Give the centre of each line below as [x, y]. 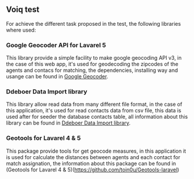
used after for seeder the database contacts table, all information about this [97, 117]
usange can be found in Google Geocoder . [57, 77]
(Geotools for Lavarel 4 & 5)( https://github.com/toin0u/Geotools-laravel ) [93, 170]
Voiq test [23, 10]
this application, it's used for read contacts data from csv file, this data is [94, 111]
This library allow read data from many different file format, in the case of [94, 104]
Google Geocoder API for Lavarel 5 [56, 45]
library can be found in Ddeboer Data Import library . [68, 123]
